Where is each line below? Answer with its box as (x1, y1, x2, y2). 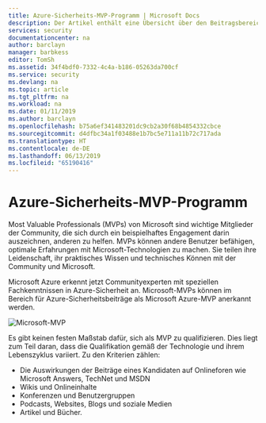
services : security (8, 26, 73, 34)
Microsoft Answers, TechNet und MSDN (19, 374, 150, 383)
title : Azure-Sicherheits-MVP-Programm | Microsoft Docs (8, 11, 200, 20)
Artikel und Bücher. (19, 408, 83, 417)
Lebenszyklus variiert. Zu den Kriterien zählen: (8, 350, 161, 360)
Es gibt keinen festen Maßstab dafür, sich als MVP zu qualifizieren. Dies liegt (8, 333, 258, 343)
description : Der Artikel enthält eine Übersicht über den (8, 19, 207, 27)
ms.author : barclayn (8, 115, 77, 123)
